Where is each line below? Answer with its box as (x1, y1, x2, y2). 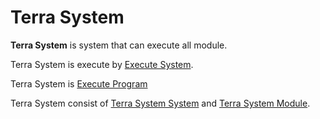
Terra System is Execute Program (10, 77, 148, 90)
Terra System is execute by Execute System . (10, 58, 194, 70)
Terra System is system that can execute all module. (10, 39, 228, 51)
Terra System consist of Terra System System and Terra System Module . (10, 97, 311, 109)
